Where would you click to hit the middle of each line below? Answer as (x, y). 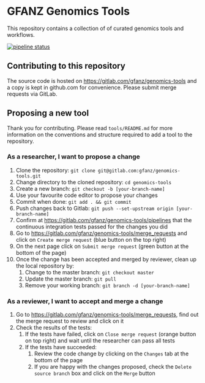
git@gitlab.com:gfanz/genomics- (139, 171)
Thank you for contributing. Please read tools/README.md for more (90, 128)
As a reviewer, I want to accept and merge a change (85, 301)
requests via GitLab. (32, 94)
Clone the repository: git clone (55, 170)
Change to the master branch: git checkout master (90, 272)
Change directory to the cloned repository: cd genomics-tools (94, 182)
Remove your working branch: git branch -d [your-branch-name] (107, 285)
